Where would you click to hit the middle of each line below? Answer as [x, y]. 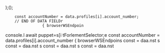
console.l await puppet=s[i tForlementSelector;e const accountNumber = [83, 35]
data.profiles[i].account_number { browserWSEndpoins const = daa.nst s [83, 41]
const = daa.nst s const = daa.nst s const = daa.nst [60, 46]
